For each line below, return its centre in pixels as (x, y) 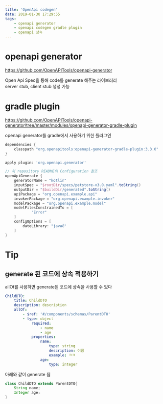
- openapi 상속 (28, 32)
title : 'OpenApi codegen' (31, 10)
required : (41, 323)
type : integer (63, 364)
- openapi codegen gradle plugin (48, 28)
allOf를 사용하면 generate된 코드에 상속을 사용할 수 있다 (58, 286)
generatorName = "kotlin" (40, 181)
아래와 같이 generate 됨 (28, 374)
